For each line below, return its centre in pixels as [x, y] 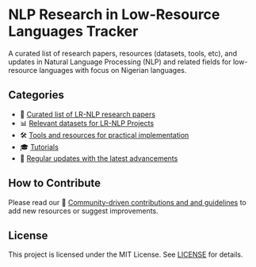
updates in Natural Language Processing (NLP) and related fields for [120, 62]
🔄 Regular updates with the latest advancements [99, 158]
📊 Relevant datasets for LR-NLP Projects [87, 123]
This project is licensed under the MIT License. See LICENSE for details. [126, 254]
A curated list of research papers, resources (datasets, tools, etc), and [123, 53]
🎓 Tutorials [39, 147]
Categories [36, 95]
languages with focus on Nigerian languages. [113, 70]
